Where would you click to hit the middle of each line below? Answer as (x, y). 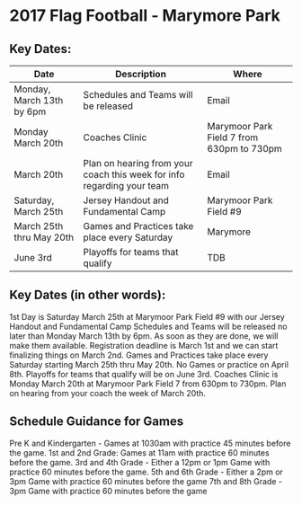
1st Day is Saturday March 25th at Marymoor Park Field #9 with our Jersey (147, 316)
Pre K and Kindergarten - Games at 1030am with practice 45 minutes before (150, 443)
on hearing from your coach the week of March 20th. (108, 393)
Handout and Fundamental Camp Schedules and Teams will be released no (148, 326)
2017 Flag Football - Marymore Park (145, 16)
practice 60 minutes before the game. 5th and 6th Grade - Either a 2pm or (146, 472)
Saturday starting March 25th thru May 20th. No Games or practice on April (149, 364)
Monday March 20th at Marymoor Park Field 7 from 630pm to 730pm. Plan (148, 384)
